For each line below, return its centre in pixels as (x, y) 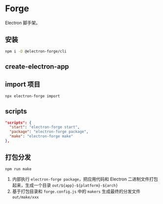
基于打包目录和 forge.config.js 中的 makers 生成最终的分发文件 (76, 191)
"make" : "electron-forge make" (41, 136)
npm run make (18, 169)
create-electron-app (37, 67)
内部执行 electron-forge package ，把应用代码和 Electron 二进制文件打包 (85, 179)
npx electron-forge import (33, 96)
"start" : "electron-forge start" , (45, 127)
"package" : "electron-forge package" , (49, 132)
